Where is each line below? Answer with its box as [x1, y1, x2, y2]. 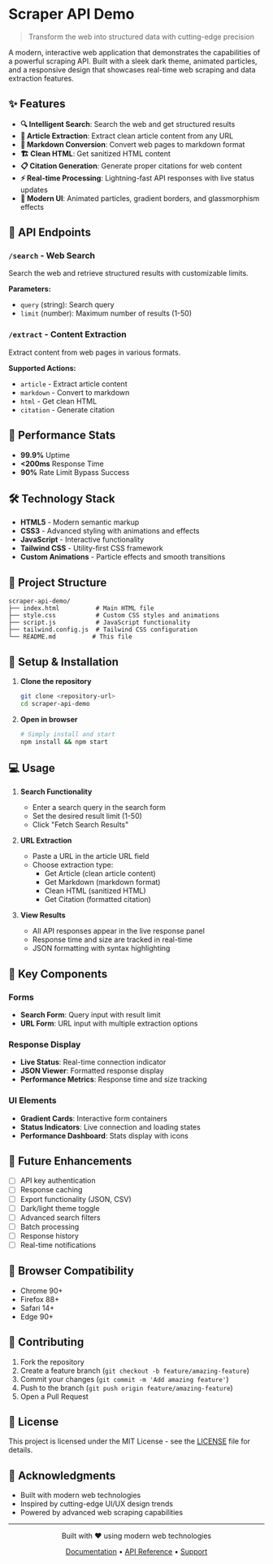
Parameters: [8, 284, 51, 294]
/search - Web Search [8, 250, 96, 261]
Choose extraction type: [32, 860, 114, 870]
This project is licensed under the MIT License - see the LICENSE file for [8, 1436, 250, 1446]
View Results [19, 910, 67, 920]
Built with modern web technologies [19, 1490, 141, 1501]
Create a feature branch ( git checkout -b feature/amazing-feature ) [19, 1366, 250, 1375]
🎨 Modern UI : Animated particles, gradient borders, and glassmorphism [19, 193, 260, 203]
